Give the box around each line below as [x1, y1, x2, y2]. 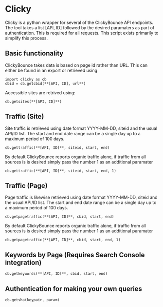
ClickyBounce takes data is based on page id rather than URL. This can [5, 62, 148, 68]
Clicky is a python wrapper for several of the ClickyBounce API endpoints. [5, 20, 153, 25]
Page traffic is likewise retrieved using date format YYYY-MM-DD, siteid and [5, 194, 158, 201]
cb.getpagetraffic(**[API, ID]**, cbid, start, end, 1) [5, 238, 121, 243]
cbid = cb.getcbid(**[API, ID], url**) [5, 81, 86, 86]
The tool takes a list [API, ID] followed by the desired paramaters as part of [5, 24, 155, 30]
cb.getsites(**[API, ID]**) [5, 99, 62, 104]
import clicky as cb [5, 77, 47, 82]
